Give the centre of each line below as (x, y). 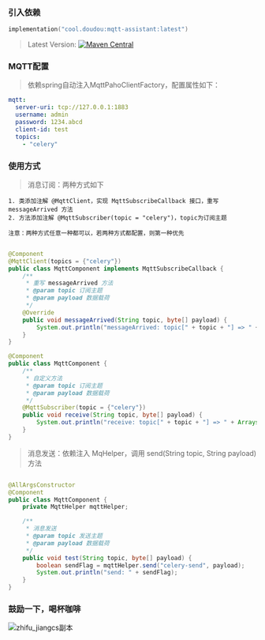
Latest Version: (52, 44)
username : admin (42, 115)
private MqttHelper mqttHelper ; (75, 507)
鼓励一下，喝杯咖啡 (45, 608)
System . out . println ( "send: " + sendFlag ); (107, 573)
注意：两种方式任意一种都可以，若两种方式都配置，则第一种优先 (96, 233)
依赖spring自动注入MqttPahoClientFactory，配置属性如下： (124, 85)
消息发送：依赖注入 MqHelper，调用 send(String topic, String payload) (142, 453)
